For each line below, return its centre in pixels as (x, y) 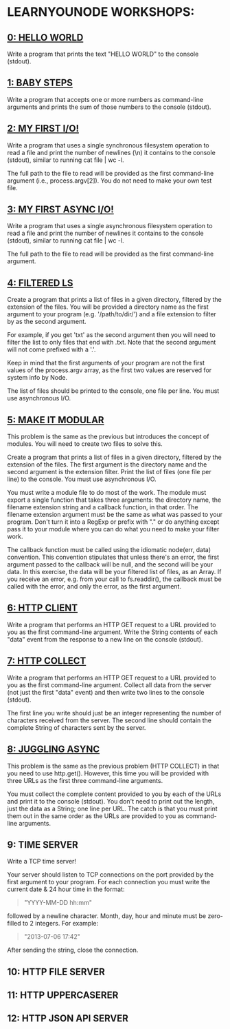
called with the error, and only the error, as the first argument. (94, 587)
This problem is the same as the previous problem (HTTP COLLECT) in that (113, 766)
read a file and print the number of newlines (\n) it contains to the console (112, 152)
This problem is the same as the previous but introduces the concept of (108, 437)
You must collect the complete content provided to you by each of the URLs (114, 794)
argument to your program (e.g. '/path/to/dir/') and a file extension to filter (112, 314)
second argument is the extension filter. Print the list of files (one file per (109, 472)
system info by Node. (37, 378)
